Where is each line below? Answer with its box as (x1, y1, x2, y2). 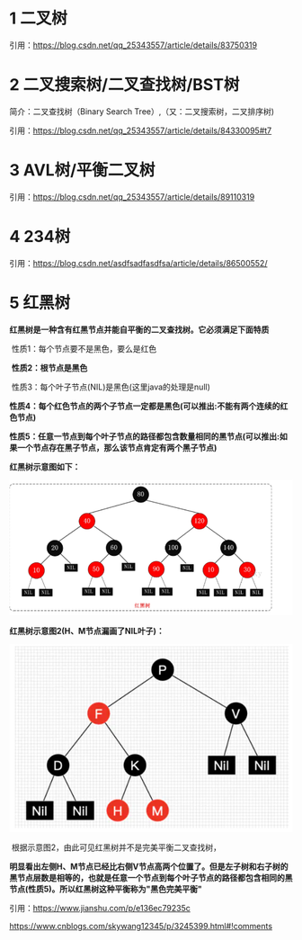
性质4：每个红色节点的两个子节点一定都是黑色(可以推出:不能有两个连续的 (9, 400, 280, 411)
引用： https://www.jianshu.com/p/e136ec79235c (9, 902, 191, 913)
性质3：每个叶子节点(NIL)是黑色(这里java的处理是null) (11, 381, 211, 392)
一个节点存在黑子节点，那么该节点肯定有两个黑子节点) (16, 442, 218, 452)
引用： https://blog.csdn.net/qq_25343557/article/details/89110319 (9, 191, 255, 202)
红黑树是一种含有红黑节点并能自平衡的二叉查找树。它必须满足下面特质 (9, 324, 270, 335)
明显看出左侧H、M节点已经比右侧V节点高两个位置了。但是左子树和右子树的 (9, 861, 289, 872)
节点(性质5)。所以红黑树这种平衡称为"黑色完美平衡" (9, 883, 202, 894)
